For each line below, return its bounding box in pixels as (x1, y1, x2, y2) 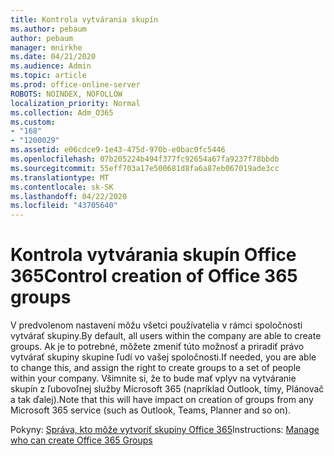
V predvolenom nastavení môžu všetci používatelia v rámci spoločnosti (10, 319, 303, 331)
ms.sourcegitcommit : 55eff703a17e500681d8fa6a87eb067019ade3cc (10, 163, 280, 173)
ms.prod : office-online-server (10, 80, 141, 90)
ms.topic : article (10, 71, 87, 81)
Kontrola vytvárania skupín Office (10, 244, 297, 266)
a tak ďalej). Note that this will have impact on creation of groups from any (10, 394, 314, 406)
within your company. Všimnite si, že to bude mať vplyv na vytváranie (10, 372, 297, 385)
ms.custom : (10, 117, 56, 127)
